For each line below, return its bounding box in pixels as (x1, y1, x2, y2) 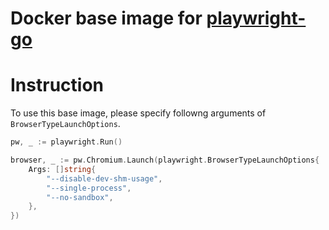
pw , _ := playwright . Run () (10, 137, 123, 147)
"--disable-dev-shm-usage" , (46, 173, 163, 184)
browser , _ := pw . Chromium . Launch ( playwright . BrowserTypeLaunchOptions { (10, 155, 320, 165)
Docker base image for (10, 7, 203, 30)
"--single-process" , (46, 183, 132, 193)
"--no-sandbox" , (46, 192, 114, 202)
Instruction (10, 74, 104, 97)
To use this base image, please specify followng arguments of (10, 107, 267, 119)
